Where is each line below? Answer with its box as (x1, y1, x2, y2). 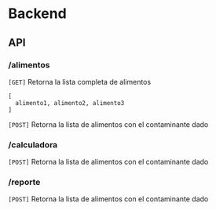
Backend (8, 5, 67, 23)
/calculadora (8, 139, 58, 150)
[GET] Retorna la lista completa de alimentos (8, 77, 152, 86)
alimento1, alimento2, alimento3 (15, 99, 125, 107)
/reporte (8, 177, 41, 188)
